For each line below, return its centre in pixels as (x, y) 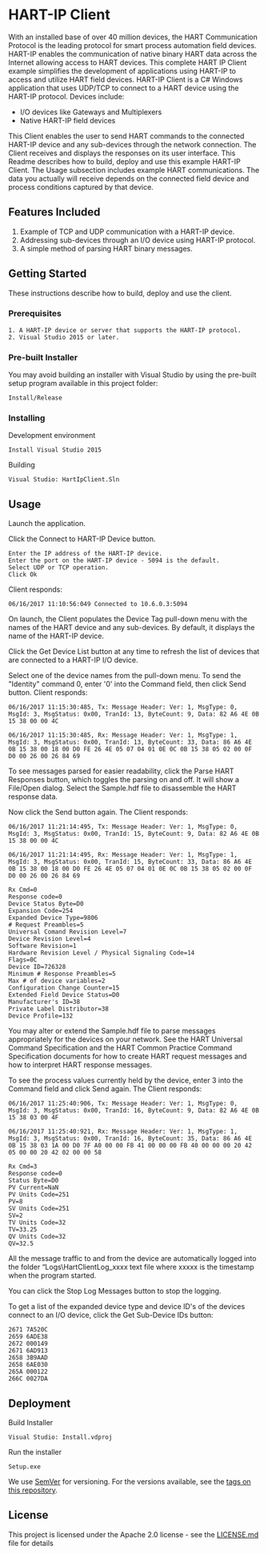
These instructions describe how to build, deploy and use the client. (120, 293)
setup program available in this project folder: (83, 383)
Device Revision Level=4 (50, 939)
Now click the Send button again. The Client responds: (98, 812)
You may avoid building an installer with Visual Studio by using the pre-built (132, 375)
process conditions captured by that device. (81, 187)
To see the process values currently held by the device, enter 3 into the (126, 1080)
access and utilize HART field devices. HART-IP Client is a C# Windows (126, 79)
